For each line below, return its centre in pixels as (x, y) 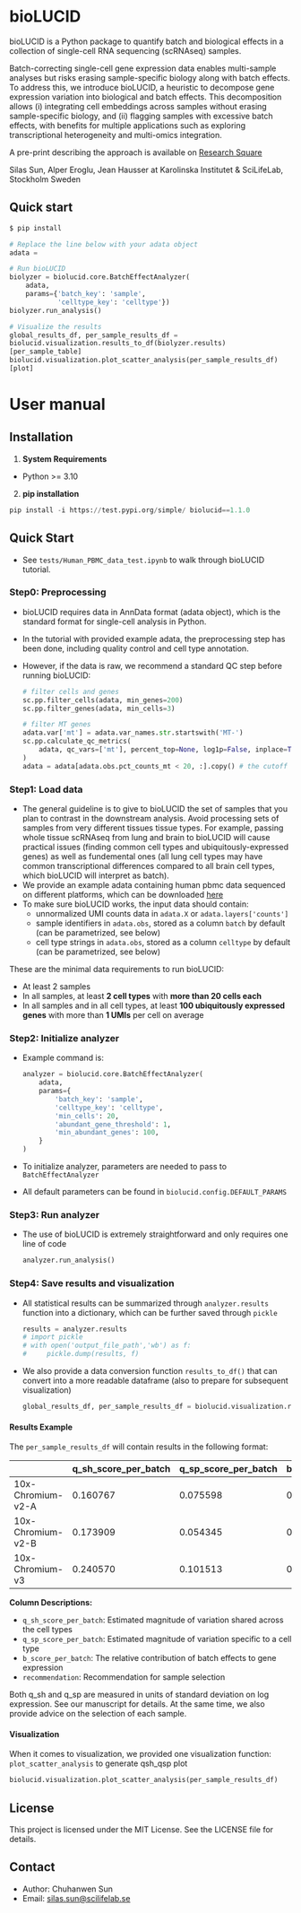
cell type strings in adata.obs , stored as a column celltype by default (163, 943)
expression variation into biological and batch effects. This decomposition (146, 97)
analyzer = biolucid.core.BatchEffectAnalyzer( (112, 1074)
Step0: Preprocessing (58, 592)
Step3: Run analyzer (55, 1215)
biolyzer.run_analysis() (56, 310)
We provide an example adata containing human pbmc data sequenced (154, 885)
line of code (44, 1244)
